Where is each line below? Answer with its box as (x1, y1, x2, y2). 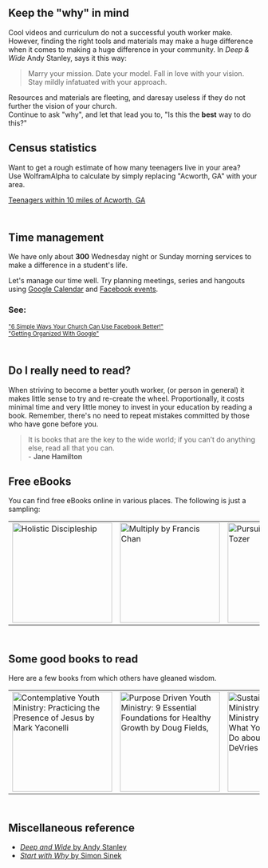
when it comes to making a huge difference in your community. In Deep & (8, 44, 250, 54)
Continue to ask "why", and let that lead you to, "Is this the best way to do (8, 110, 251, 119)
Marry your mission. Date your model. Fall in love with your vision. (27, 68, 245, 78)
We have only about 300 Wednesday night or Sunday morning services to (8, 252, 252, 262)
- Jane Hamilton (27, 451, 83, 461)
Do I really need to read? (8, 364, 132, 378)
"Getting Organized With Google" (8, 330, 100, 338)
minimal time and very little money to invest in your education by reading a (8, 402, 253, 411)
